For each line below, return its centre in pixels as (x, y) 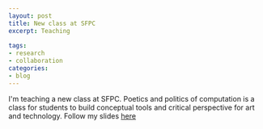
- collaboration (36, 61)
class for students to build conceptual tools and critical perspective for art (131, 107)
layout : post (30, 16)
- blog (19, 76)
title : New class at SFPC (52, 23)
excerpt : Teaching (39, 31)
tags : (17, 46)
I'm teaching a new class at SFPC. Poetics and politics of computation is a (131, 98)
